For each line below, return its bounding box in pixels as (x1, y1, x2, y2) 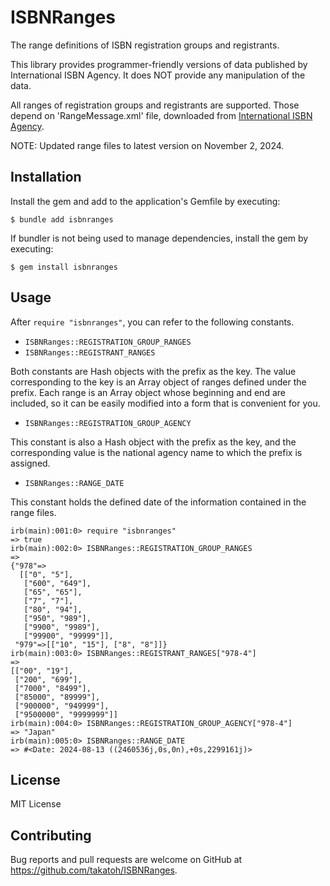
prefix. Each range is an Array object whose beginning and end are (10, 386, 286, 398)
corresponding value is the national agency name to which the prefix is (10, 446, 303, 458)
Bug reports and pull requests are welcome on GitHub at (10, 854, 243, 866)
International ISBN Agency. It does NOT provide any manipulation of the (10, 69, 306, 81)
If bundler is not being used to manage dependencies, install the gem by (10, 232, 309, 244)
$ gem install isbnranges (10, 262, 118, 272)
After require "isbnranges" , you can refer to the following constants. (10, 316, 295, 328)
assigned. (10, 457, 51, 469)
